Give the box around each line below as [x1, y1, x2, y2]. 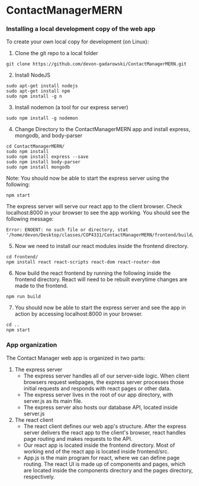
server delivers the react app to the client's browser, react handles [23, 428, 186, 436]
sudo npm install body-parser [6, 159, 81, 165]
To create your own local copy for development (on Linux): [6, 38, 149, 45]
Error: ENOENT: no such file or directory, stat [6, 227, 129, 233]
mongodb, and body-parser [14, 132, 83, 139]
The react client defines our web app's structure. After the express [23, 423, 187, 430]
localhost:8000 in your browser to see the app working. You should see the [6, 209, 190, 217]
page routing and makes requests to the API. [23, 435, 133, 442]
